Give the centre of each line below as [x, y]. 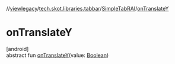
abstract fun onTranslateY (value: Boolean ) [58, 55]
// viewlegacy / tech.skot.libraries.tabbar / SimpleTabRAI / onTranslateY [87, 9]
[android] [17, 49]
